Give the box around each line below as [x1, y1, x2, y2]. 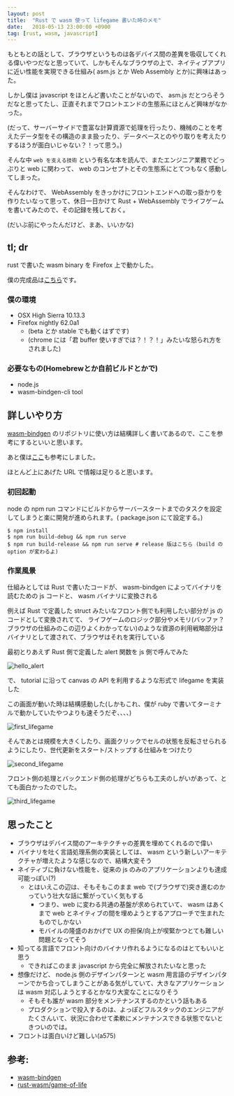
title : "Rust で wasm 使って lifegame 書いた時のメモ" [7, 17, 162, 24]
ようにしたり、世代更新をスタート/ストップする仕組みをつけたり [7, 746, 193, 754]
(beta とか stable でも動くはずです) [27, 327, 129, 335]
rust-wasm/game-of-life [17, 1080, 87, 1089]
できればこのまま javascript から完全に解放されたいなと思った [27, 961, 207, 970]
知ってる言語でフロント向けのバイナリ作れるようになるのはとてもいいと [17, 943, 225, 952]
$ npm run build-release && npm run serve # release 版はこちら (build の [7, 541, 224, 548]
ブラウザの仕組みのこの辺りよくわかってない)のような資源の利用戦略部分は [7, 624, 224, 632]
